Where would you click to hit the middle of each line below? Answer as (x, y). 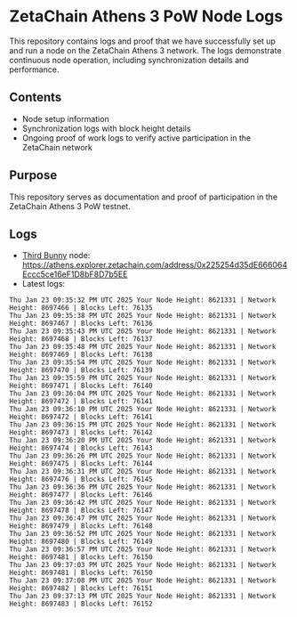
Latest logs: (43, 284)
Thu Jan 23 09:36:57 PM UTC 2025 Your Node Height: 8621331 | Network (143, 549)
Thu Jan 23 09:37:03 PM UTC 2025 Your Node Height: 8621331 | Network (143, 565)
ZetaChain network (57, 147)
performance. (34, 69)
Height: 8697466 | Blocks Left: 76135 (81, 308)
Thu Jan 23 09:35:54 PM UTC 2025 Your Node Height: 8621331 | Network (143, 362)
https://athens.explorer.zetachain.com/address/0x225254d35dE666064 (154, 265)
